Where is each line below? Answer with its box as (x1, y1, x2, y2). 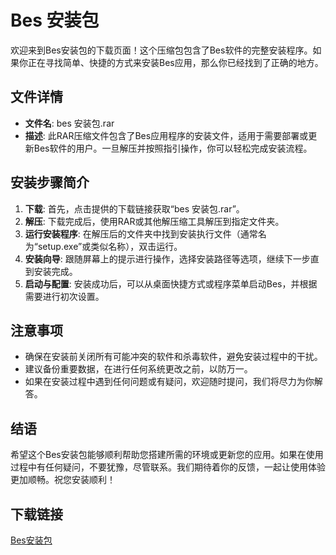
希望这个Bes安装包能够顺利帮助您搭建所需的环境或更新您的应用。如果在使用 (10, 449, 324, 461)
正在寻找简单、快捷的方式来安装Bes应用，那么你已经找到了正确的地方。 (27, 56, 324, 68)
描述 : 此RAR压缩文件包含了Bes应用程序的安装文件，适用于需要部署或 (24, 129, 309, 141)
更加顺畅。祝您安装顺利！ (10, 474, 116, 486)
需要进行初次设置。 (24, 290, 105, 302)
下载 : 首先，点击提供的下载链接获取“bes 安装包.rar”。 (24, 202, 245, 215)
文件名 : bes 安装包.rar (24, 117, 115, 129)
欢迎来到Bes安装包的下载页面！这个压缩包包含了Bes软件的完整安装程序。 (10, 44, 313, 56)
